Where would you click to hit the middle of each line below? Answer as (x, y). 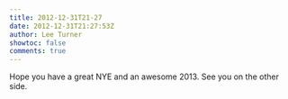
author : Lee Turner (46, 34)
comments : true (38, 51)
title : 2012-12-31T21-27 (56, 18)
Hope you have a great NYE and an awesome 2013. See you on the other (144, 76)
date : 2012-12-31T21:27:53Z (62, 26)
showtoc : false (38, 43)
